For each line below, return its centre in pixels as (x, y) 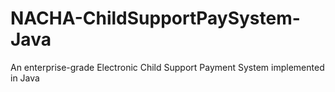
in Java (25, 78)
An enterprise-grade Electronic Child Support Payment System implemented (167, 67)
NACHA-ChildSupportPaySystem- (155, 18)
